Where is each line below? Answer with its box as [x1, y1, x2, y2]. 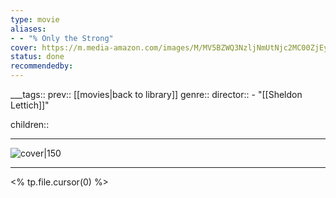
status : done [10, 52, 65, 62]
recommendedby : [10, 61, 74, 71]
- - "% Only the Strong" [10, 33, 114, 43]
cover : [10, 42, 38, 53]
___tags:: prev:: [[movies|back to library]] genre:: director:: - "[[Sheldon [10, 89, 303, 100]
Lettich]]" [10, 99, 50, 111]
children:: [10, 119, 50, 130]
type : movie [10, 14, 60, 25]
